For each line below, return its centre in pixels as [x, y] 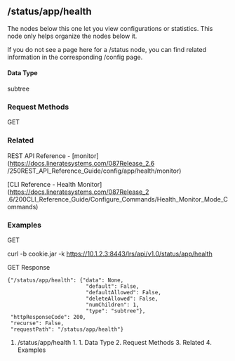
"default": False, [112, 286]
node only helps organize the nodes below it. [72, 36]
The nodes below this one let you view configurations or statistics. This [110, 28]
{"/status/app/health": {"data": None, [66, 280]
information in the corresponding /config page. [75, 57]
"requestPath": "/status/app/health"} [67, 329]
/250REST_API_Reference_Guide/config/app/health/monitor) [94, 171]
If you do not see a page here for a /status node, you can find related [107, 49]
